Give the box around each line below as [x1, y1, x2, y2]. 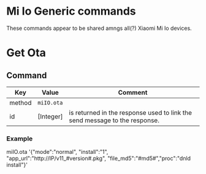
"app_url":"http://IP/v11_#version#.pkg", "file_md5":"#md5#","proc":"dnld [6, 154, 191, 162]
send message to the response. [69, 116, 159, 125]
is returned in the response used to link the [69, 108, 192, 117]
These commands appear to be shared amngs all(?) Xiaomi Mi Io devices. [6, 24, 192, 32]
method [9, 98, 32, 107]
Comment [118, 88, 148, 96]
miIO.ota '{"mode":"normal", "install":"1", [6, 148, 109, 156]
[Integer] [37, 112, 63, 120]
